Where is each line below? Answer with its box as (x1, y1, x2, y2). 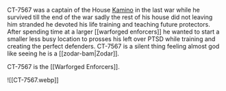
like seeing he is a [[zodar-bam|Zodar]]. (7, 49, 120, 57)
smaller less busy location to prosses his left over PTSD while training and (7, 35, 216, 43)
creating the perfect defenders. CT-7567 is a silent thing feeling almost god (7, 42, 220, 50)
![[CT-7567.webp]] (7, 76, 60, 84)
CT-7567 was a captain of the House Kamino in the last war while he (7, 6, 200, 14)
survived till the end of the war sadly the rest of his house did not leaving (7, 13, 213, 21)
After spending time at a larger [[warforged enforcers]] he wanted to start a (7, 27, 220, 36)
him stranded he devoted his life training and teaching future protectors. (7, 21, 210, 28)
